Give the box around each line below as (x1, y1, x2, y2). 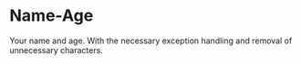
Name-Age (9, 5, 94, 26)
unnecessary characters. (9, 44, 103, 55)
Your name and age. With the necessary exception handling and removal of (9, 35, 293, 46)
